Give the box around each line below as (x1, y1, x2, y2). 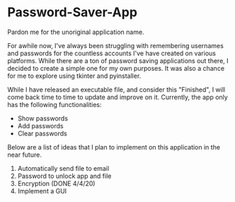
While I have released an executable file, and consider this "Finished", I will (7, 85, 225, 94)
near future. (7, 150, 42, 159)
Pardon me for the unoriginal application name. (7, 28, 144, 36)
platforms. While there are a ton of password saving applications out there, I (7, 56, 229, 64)
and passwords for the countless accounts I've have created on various (7, 49, 216, 57)
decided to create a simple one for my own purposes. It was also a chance (7, 64, 225, 72)
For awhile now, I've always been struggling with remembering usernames (7, 41, 224, 50)
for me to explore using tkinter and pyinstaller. (7, 72, 142, 80)
